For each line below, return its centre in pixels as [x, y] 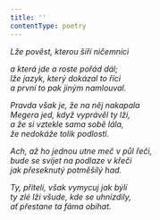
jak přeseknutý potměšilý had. [66, 170]
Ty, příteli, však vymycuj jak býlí [69, 187]
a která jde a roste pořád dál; [64, 69]
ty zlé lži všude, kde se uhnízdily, [71, 197]
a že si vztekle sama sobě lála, [67, 124]
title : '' [29, 17]
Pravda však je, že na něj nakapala [75, 105]
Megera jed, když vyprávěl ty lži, [70, 114]
